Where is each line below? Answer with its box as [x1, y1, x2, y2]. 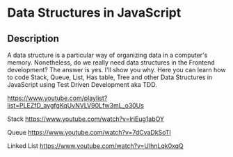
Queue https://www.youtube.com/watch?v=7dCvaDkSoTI [7, 129, 172, 136]
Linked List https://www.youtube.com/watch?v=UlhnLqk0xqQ [7, 142, 184, 150]
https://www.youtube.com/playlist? [7, 94, 108, 102]
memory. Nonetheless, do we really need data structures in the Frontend [7, 58, 216, 67]
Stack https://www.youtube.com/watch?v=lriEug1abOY [7, 115, 165, 123]
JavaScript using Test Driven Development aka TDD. [7, 81, 158, 88]
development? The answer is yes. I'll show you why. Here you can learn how [7, 66, 226, 74]
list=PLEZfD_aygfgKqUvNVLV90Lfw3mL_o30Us [7, 101, 145, 109]
